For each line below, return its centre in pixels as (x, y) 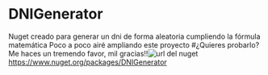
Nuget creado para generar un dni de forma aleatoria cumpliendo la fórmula (134, 36)
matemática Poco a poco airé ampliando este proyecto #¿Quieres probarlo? (134, 44)
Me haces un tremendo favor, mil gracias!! (78, 53)
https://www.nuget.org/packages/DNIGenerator (88, 62)
